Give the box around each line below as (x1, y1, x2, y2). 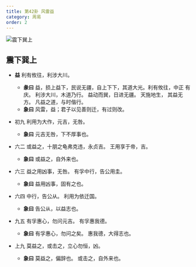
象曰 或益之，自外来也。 (23, 155, 82, 162)
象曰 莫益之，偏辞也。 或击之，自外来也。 (23, 255, 124, 262)
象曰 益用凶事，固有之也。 (23, 181, 87, 188)
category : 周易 (6, 14, 42, 20)
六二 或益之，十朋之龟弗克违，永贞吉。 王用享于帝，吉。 (14, 143, 151, 150)
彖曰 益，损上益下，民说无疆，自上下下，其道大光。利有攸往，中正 (23, 84, 184, 91)
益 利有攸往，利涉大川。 (14, 71, 73, 79)
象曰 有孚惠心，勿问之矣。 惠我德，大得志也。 (23, 230, 135, 237)
